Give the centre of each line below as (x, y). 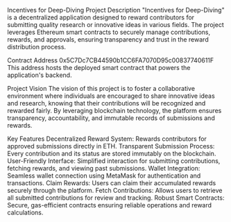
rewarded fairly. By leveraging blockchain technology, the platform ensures (114, 111)
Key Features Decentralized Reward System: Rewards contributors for (107, 139)
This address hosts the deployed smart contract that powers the (99, 68)
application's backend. (40, 75)
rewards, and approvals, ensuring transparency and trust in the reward (108, 40)
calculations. (25, 212)
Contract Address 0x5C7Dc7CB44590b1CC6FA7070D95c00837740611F (111, 60)
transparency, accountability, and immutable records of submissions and (111, 118)
